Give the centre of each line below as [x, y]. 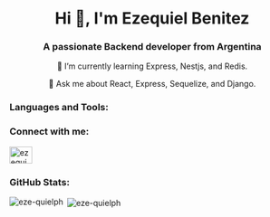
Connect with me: [49, 132]
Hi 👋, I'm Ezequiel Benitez [152, 19]
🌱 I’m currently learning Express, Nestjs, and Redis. [152, 66]
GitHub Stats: [40, 182]
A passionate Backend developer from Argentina [152, 47]
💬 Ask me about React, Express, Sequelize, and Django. [152, 84]
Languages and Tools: [59, 108]
